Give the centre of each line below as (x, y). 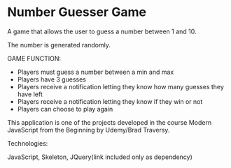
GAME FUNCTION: (34, 58)
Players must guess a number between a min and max (96, 72)
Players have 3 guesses (51, 79)
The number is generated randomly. (59, 45)
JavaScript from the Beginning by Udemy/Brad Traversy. (89, 130)
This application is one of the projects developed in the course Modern (110, 122)
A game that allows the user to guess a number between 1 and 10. (102, 31)
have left (30, 94)
